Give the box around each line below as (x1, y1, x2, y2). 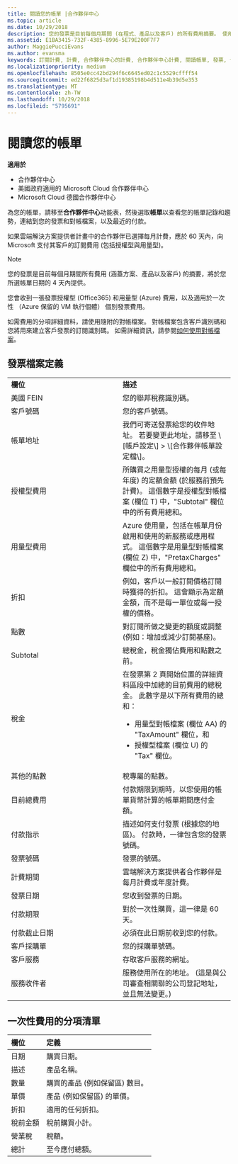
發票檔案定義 (7, 358, 64, 370)
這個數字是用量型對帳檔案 (138, 541, 225, 551)
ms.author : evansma (7, 50, 65, 57)
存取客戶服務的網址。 (123, 954, 194, 964)
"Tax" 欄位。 (134, 750, 177, 760)
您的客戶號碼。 (123, 406, 173, 416)
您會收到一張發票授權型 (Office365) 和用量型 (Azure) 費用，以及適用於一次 (7, 293, 225, 302)
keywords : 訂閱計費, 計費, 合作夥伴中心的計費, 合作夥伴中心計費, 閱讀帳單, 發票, (7, 57, 227, 64)
